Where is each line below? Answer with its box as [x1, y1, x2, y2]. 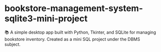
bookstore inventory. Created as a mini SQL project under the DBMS [4, 36, 141, 42]
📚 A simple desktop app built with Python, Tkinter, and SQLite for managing [4, 29, 156, 35]
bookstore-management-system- [4, 3, 143, 14]
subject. [4, 41, 21, 47]
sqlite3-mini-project [4, 13, 88, 24]
